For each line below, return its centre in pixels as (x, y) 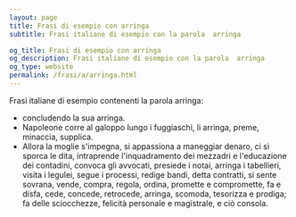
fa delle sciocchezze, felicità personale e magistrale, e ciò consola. (145, 203)
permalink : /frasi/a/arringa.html (74, 75)
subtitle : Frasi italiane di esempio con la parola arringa (125, 34)
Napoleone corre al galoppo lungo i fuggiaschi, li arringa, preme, (141, 127)
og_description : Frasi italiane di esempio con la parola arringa (137, 59)
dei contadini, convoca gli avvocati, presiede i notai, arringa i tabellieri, (152, 165)
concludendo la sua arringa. (74, 118)
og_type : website (41, 67)
